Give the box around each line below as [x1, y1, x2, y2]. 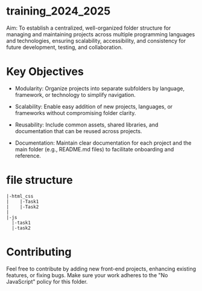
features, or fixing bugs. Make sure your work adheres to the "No [6, 271, 168, 279]
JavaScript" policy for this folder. [6, 278, 88, 285]
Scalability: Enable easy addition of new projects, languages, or [14, 103, 173, 110]
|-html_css [6, 193, 34, 199]
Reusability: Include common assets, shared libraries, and [14, 121, 159, 128]
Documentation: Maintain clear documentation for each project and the [14, 139, 192, 146]
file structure [6, 174, 74, 187]
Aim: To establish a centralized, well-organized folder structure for [6, 24, 171, 31]
